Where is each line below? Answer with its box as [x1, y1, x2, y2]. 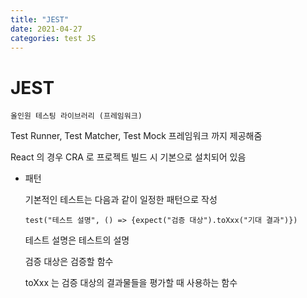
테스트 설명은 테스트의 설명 [24, 234, 130, 246]
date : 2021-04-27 [10, 24, 83, 34]
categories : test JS [10, 33, 97, 43]
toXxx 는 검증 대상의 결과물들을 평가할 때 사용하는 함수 [24, 277, 238, 289]
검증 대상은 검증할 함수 [24, 256, 114, 268]
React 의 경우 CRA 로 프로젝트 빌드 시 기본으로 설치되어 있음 [10, 151, 247, 163]
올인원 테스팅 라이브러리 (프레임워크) [10, 111, 143, 121]
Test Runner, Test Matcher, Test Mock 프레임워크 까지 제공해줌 [10, 130, 263, 142]
